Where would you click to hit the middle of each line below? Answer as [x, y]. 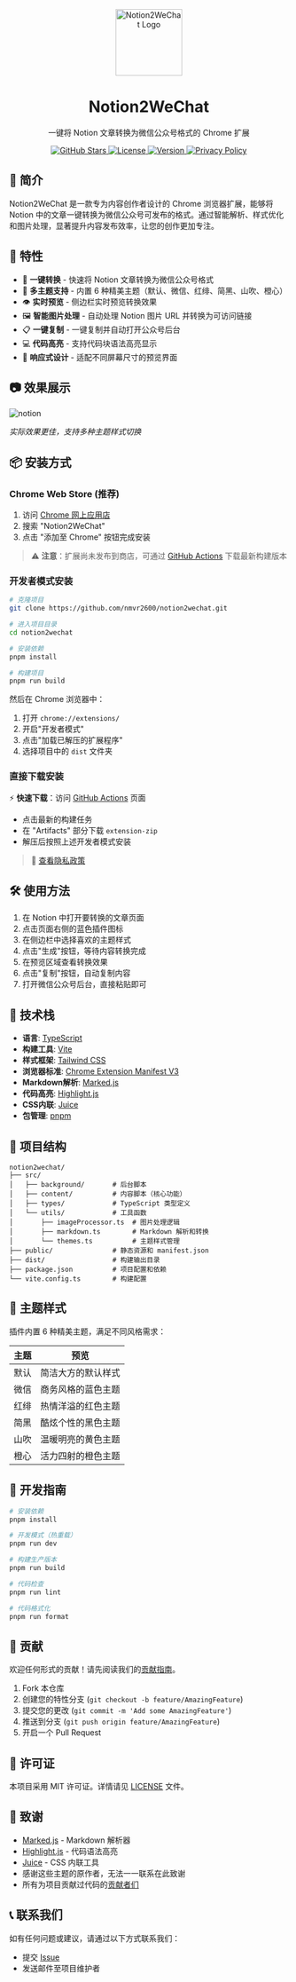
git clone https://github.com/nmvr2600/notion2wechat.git [118, 608]
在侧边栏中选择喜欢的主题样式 [76, 940]
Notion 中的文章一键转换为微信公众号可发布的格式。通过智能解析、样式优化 [147, 214]
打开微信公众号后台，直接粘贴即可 [84, 984]
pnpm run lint [35, 1592]
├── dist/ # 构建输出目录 [85, 1260]
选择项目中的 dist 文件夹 [67, 751]
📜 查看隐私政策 [58, 860]
